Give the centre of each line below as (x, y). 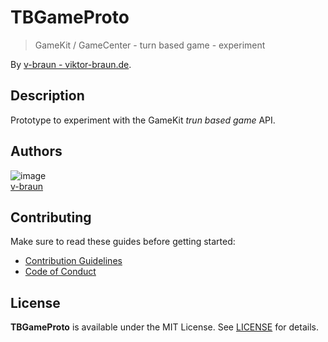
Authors (36, 151)
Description (47, 96)
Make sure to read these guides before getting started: (123, 242)
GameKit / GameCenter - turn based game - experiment (150, 45)
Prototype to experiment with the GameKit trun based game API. (143, 120)
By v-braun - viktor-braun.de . (71, 64)
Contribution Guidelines (73, 261)
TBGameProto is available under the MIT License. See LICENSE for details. (164, 327)
